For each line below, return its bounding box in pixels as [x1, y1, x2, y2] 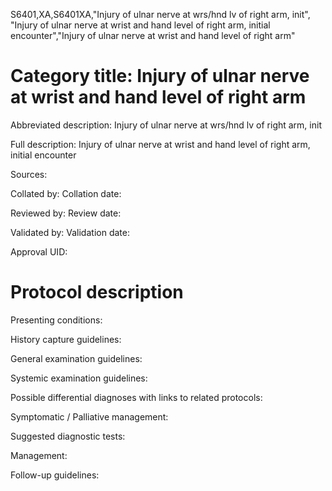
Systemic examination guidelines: [10, 372, 148, 384]
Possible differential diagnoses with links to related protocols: [10, 391, 263, 403]
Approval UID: [10, 245, 68, 258]
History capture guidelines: [10, 333, 122, 345]
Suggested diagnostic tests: [10, 430, 126, 442]
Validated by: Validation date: [10, 226, 130, 238]
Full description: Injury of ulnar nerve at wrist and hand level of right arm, [10, 138, 311, 150]
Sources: [10, 168, 48, 180]
